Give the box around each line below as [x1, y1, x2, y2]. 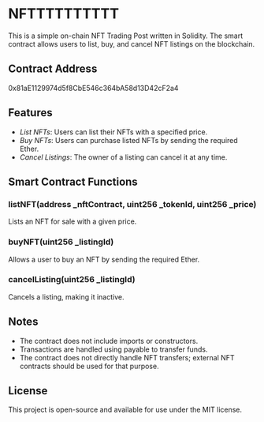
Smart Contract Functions [8, 175, 138, 188]
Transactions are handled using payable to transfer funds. [19, 345, 208, 354]
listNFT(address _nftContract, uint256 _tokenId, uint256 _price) [8, 198, 257, 209]
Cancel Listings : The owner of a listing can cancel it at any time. [19, 152, 228, 162]
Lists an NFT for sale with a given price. [8, 217, 137, 226]
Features [8, 106, 53, 119]
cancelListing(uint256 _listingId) [8, 274, 136, 285]
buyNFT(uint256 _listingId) [8, 236, 114, 247]
